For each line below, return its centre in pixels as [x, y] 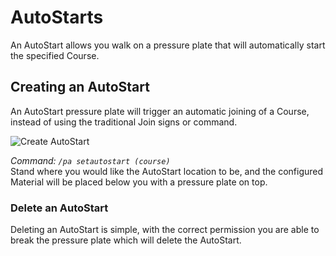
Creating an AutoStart [80, 87]
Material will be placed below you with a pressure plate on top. [139, 182]
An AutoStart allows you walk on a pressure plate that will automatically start [168, 45]
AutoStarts [57, 17]
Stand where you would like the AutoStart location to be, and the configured [167, 171]
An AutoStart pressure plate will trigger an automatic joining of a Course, [160, 111]
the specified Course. [55, 55]
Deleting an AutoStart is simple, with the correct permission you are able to [165, 230]
